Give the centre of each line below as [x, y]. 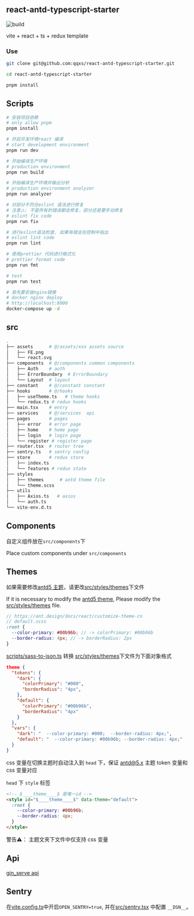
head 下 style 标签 [28, 782]
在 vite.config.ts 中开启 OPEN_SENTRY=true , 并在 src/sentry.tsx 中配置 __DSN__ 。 [99, 906]
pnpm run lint [24, 243]
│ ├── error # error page [44, 424]
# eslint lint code [30, 238]
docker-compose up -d [33, 309]
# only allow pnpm [29, 123]
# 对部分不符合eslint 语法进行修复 [45, 205]
